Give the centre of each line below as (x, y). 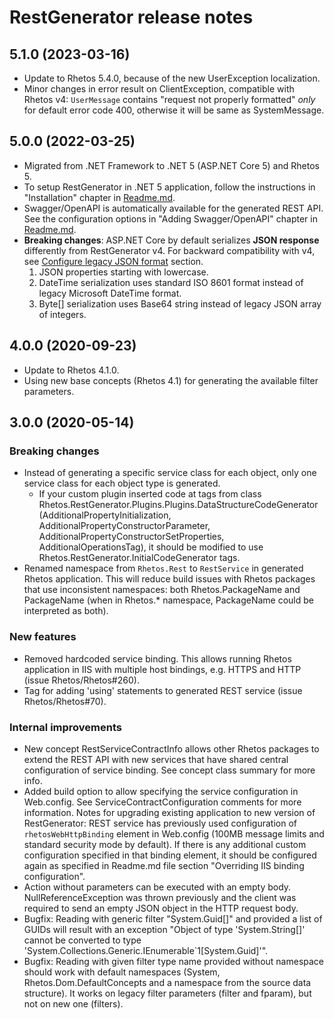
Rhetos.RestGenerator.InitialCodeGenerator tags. (139, 558)
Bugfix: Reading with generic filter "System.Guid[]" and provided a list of (173, 918)
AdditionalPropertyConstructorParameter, (124, 526)
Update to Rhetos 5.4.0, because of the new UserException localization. (172, 78)
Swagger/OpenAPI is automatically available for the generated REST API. (173, 208)
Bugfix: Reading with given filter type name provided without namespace (173, 961)
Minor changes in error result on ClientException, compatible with (159, 89)
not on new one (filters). (73, 1003)
